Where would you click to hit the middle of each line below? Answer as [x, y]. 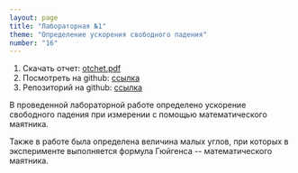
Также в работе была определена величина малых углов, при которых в [149, 141]
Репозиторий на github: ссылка [82, 87]
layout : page [34, 18]
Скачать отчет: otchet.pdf [72, 68]
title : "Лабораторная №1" [58, 26]
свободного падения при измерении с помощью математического [138, 114]
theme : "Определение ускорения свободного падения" [108, 34]
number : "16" [34, 43]
